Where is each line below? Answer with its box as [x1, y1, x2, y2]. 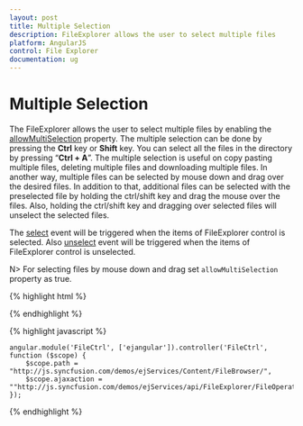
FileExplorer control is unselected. [9, 246, 136, 257]
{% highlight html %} [9, 290, 87, 302]
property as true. [9, 273, 72, 284]
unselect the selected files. [9, 209, 110, 221]
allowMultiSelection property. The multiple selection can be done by [9, 132, 262, 144]
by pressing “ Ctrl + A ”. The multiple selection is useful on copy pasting [9, 152, 273, 163]
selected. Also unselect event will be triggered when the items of [9, 236, 251, 248]
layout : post [9, 13, 59, 23]
